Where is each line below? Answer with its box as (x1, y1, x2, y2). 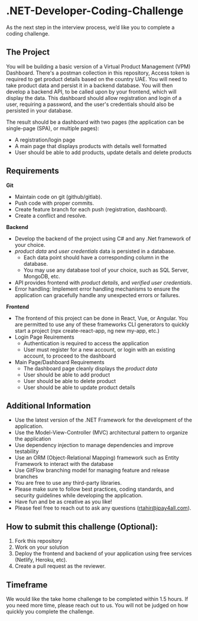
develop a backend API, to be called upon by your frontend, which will (6, 88, 177, 95)
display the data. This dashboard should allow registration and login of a (6, 94, 182, 101)
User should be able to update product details (23, 384, 135, 391)
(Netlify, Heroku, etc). (14, 556, 67, 564)
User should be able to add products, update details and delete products (14, 149, 192, 156)
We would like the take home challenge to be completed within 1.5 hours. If (6, 596, 189, 602)
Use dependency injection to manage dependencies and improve (14, 442, 174, 449)
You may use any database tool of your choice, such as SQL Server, (23, 266, 189, 274)
